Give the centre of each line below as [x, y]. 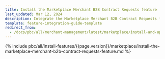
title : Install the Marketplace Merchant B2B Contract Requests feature [81, 10]
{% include [16, 46]
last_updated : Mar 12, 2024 [34, 14]
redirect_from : [21, 28]
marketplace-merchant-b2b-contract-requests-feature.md [64, 51]
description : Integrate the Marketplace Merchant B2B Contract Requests [81, 19]
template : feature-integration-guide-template [54, 23]
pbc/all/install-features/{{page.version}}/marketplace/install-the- [94, 46]
